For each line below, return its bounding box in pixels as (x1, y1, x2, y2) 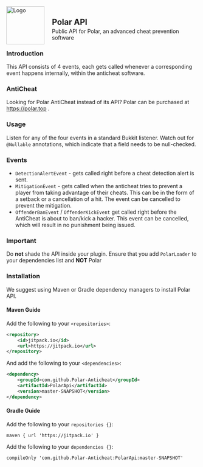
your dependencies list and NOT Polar (6, 257, 102, 264)
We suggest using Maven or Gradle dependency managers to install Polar (6, 286, 191, 293)
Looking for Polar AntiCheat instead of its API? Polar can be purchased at (6, 99, 190, 106)
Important (6, 236, 36, 245)
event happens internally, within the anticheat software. (6, 69, 145, 77)
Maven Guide (6, 306, 41, 314)
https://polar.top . (6, 105, 50, 112)
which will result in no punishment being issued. (15, 222, 136, 228)
